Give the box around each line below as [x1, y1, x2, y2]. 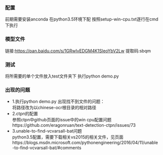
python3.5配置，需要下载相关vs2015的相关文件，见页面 [12, 134, 124, 140]
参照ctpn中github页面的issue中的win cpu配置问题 [12, 117, 112, 123]
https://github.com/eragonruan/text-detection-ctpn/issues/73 [12, 122, 136, 128]
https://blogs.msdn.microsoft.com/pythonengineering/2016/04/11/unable [12, 140, 158, 146]
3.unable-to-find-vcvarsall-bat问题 [12, 128, 82, 134]
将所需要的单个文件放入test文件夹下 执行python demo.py [5, 73, 119, 79]
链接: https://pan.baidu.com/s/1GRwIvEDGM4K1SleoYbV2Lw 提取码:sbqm [5, 48, 151, 54]
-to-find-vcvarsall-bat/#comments [12, 145, 82, 151]
